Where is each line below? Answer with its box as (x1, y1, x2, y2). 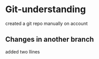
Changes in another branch (5, 35, 94, 44)
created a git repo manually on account (5, 20, 88, 26)
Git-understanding (5, 4, 86, 15)
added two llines (5, 48, 40, 54)
